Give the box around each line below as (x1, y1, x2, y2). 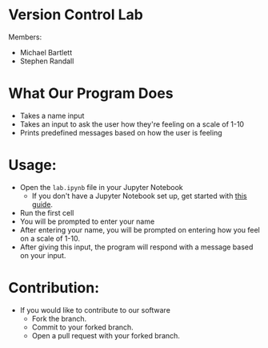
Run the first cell (19, 208, 74, 217)
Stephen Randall (19, 56, 74, 66)
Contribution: (8, 279, 100, 297)
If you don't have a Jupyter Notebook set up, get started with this (31, 191, 247, 200)
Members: (8, 32, 42, 42)
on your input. (19, 250, 66, 260)
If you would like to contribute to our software (19, 305, 170, 314)
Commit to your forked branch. (31, 322, 134, 332)
